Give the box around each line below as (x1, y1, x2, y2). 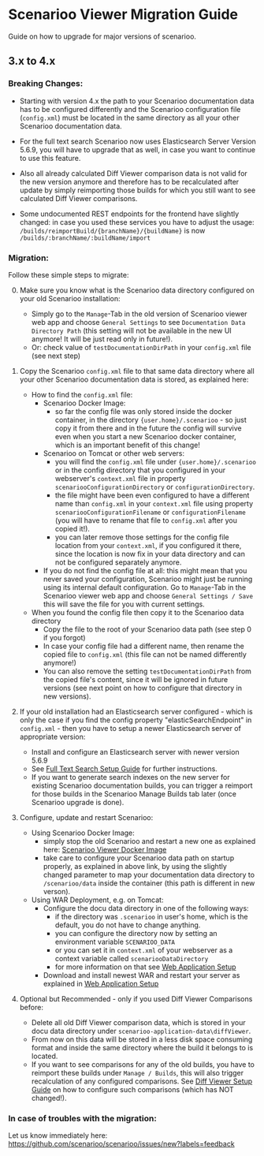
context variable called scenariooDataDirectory (54, 953, 209, 963)
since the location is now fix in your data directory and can (54, 549, 246, 558)
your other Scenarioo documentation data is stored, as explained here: (19, 375, 249, 384)
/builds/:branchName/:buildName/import (19, 234, 151, 242)
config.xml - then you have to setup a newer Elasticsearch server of (19, 723, 242, 733)
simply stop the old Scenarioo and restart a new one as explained (43, 836, 256, 845)
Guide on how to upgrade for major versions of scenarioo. (8, 32, 197, 41)
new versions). (43, 692, 91, 701)
